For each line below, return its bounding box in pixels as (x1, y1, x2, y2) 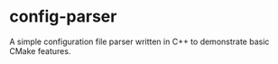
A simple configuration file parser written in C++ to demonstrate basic (9, 36, 270, 47)
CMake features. (9, 45, 71, 56)
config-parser (9, 6, 117, 27)
